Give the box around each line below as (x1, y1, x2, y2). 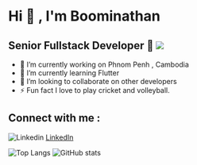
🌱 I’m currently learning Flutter (19, 68, 120, 78)
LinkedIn (45, 132, 74, 142)
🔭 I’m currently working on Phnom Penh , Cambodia (19, 59, 189, 69)
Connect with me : (8, 111, 101, 125)
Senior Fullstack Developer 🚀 (8, 39, 154, 52)
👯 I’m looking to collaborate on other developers (19, 77, 177, 86)
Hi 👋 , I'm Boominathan (8, 7, 160, 25)
